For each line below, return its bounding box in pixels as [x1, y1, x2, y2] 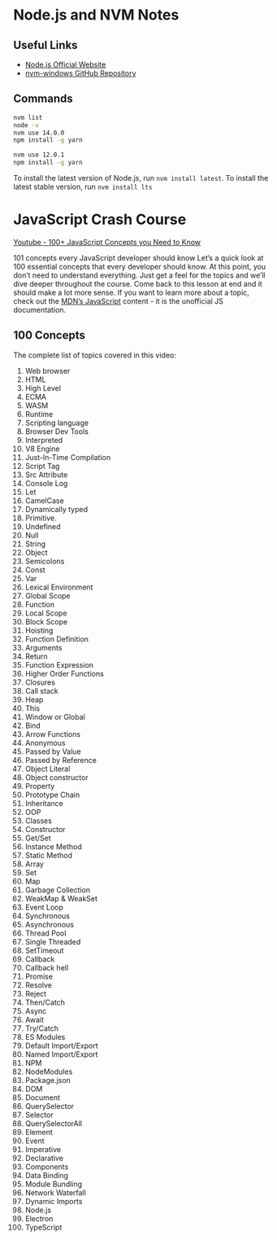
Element [24, 1127, 54, 1137]
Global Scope [24, 590, 71, 600]
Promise [24, 971, 54, 981]
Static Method [24, 850, 72, 860]
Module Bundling [24, 1179, 83, 1189]
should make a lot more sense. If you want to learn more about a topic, [13, 287, 250, 297]
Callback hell [24, 962, 69, 972]
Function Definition [24, 633, 89, 644]
